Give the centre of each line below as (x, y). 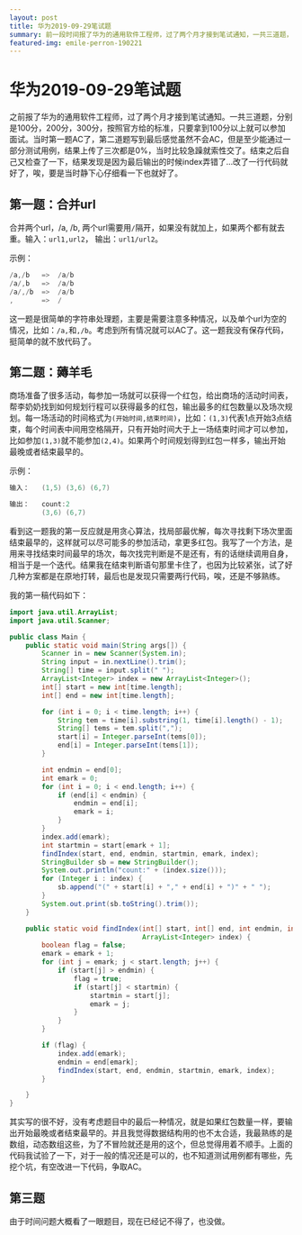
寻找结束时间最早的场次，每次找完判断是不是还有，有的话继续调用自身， (159, 553)
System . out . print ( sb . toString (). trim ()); (120, 904)
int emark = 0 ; (70, 778)
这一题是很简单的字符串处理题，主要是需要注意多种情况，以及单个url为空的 (148, 318)
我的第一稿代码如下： (49, 595)
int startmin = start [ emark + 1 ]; (106, 845)
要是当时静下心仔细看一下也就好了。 (115, 173)
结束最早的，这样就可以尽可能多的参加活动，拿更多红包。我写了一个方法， (147, 542)
